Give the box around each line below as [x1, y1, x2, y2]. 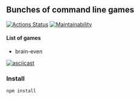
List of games [6, 34, 41, 41]
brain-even [14, 48, 43, 55]
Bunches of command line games [6, 5, 135, 15]
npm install [6, 88, 36, 94]
